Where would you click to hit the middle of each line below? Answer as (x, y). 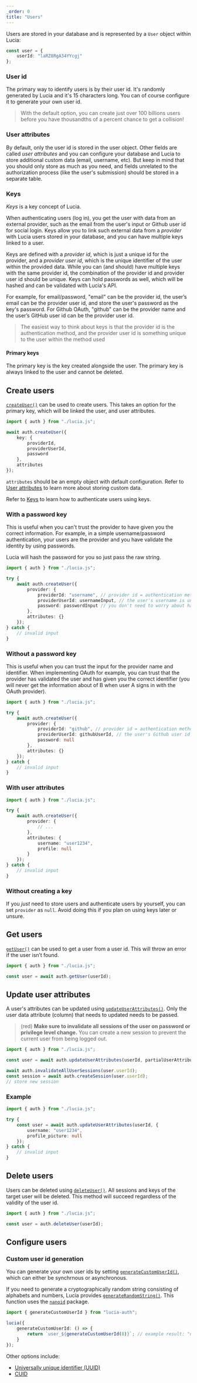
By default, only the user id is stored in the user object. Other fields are (92, 147)
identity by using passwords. (41, 546)
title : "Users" (25, 17)
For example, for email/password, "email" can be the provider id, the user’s (96, 297)
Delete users (30, 1176)
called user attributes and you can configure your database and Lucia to (93, 154)
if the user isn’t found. (33, 955)
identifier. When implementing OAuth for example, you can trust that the (93, 672)
